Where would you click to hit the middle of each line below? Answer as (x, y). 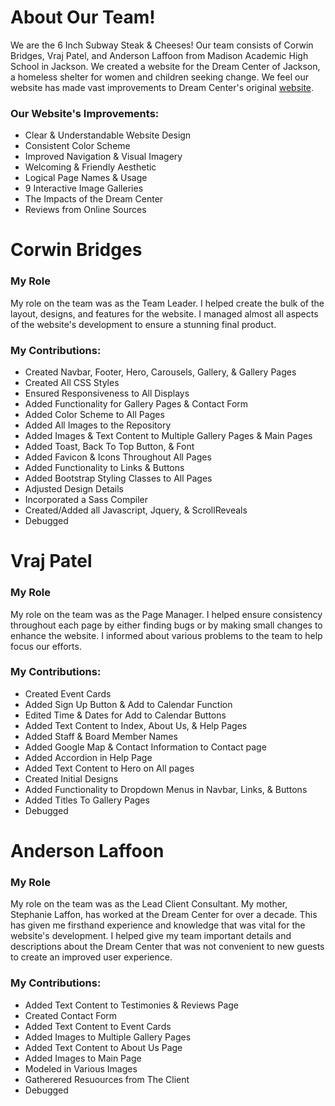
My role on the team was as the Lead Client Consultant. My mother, (149, 904)
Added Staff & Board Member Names (101, 736)
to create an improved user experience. (91, 957)
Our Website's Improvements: (85, 113)
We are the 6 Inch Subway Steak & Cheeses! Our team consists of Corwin (162, 45)
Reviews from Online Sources (85, 210)
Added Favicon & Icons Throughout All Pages (118, 457)
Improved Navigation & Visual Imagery (103, 157)
